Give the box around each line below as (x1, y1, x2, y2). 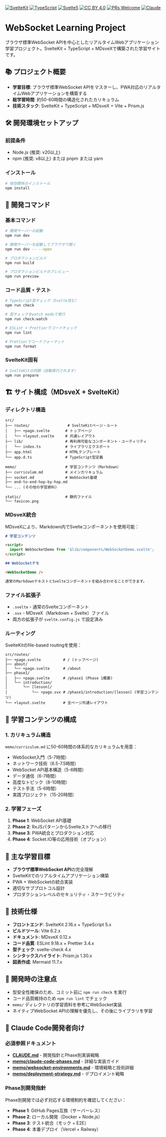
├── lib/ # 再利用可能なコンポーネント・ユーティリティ (5, 439, 147, 444)
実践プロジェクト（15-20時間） (12, 792, 77, 798)
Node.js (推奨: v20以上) (12, 150, 61, 156)
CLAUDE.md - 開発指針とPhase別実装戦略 (12, 1052, 99, 1058)
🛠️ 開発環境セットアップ (5, 119, 79, 127)
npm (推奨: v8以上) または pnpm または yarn (12, 156, 103, 162)
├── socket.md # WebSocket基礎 (5, 475, 97, 481)
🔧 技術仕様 (5, 907, 37, 916)
